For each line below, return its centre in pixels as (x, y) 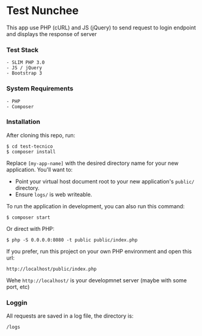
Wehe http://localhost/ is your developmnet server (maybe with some (97, 280)
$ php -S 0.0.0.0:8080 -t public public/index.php (72, 240)
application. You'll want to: (40, 169)
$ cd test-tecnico (30, 146)
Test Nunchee (43, 11)
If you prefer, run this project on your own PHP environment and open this (99, 251)
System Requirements (40, 89)
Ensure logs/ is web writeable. (54, 194)
